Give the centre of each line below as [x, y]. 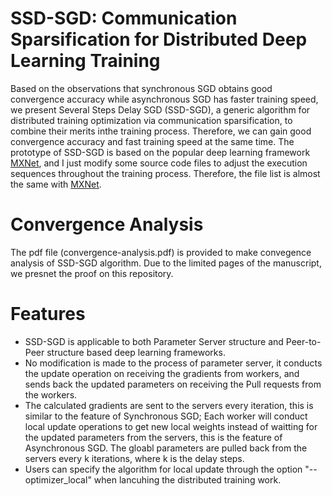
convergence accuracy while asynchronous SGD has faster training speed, [164, 99]
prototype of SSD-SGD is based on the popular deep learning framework [160, 152]
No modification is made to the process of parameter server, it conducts [173, 363]
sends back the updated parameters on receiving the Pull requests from [173, 384]
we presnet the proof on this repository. [92, 273]
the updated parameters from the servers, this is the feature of [153, 437]
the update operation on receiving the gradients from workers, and [162, 373]
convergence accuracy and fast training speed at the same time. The [152, 141]
